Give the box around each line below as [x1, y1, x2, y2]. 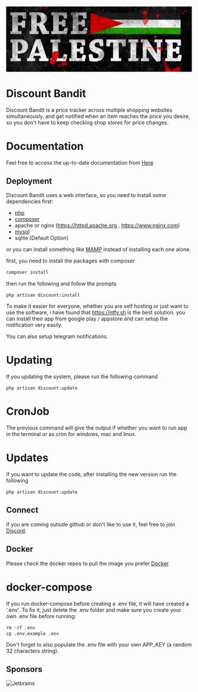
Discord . [6, 527, 27, 534]
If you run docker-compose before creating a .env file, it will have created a [6, 600, 189, 607]
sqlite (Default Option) [14, 234, 69, 242]
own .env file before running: [6, 612, 77, 619]
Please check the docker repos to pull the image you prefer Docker [6, 560, 169, 567]
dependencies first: [6, 198, 54, 205]
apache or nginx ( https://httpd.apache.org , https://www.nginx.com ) [14, 222, 180, 229]
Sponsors [6, 664, 42, 674]
